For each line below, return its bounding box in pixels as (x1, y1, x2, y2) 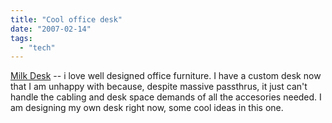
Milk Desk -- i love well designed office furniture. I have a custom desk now (10, 70, 322, 82)
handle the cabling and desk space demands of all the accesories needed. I (10, 91, 322, 103)
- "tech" (19, 42, 56, 53)
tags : (10, 33, 33, 43)
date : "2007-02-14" (10, 24, 92, 34)
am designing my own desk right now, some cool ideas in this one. (10, 102, 284, 114)
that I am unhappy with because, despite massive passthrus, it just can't (10, 81, 308, 93)
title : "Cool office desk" (10, 14, 123, 25)
